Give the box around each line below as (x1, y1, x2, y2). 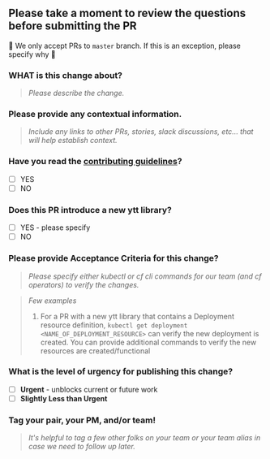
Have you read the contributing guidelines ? (8, 156, 182, 167)
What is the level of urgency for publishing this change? (8, 366, 234, 377)
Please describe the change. (28, 89, 125, 98)
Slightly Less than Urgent (19, 393, 108, 403)
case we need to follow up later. (28, 442, 135, 452)
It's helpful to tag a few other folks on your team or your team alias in (28, 433, 261, 443)
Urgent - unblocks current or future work (19, 384, 158, 394)
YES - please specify (19, 223, 91, 232)
